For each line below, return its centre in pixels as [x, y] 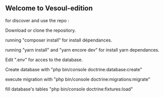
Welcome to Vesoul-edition [49, 8]
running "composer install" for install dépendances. [59, 40]
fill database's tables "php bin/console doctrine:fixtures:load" [69, 89]
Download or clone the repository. [41, 30]
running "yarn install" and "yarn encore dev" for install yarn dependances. [83, 50]
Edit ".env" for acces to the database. [44, 60]
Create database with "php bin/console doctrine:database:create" [74, 69]
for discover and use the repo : [37, 20]
